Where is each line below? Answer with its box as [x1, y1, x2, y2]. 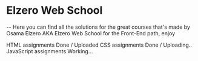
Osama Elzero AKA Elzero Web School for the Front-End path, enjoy [6, 29, 176, 36]
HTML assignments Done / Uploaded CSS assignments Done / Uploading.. [6, 41, 193, 48]
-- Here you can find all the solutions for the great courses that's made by [6, 23, 191, 30]
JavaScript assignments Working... [6, 47, 93, 54]
